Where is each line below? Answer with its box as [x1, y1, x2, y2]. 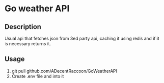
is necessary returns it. [4, 41, 51, 47]
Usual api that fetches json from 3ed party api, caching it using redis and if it [4, 35, 160, 41]
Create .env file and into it [11, 73, 64, 79]
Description [4, 23, 41, 31]
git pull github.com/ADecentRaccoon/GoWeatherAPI [11, 68, 117, 74]
